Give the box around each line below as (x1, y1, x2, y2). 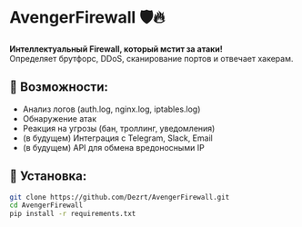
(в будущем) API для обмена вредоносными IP (22, 142, 205, 153)
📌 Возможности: (9, 79, 109, 95)
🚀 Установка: (9, 169, 87, 184)
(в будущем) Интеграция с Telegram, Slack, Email (22, 133, 214, 143)
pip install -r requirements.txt (9, 210, 136, 219)
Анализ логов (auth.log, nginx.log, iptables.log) (22, 104, 201, 114)
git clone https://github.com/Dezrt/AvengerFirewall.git (9, 192, 230, 202)
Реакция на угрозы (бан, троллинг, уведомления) (22, 123, 216, 133)
